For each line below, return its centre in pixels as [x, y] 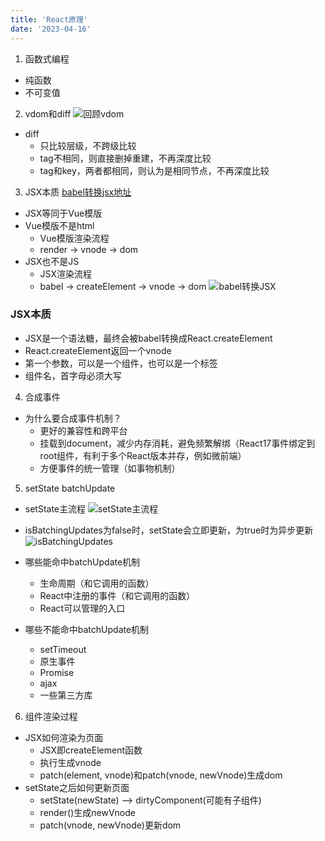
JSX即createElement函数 [91, 750]
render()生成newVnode [87, 812]
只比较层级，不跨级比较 [88, 145]
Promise [57, 672]
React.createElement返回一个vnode [98, 350]
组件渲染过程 [51, 716]
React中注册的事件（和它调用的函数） [117, 595]
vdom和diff [48, 113]
